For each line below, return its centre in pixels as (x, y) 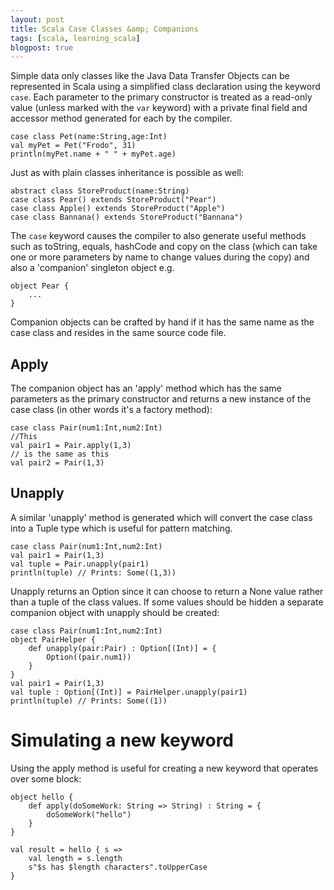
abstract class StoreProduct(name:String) (100, 191)
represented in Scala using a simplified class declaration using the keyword (165, 87)
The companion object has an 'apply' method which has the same (146, 388)
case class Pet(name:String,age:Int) (89, 137)
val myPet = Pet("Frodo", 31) (73, 146)
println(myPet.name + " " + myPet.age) (93, 154)
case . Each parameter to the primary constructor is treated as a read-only (161, 97)
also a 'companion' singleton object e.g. (92, 268)
